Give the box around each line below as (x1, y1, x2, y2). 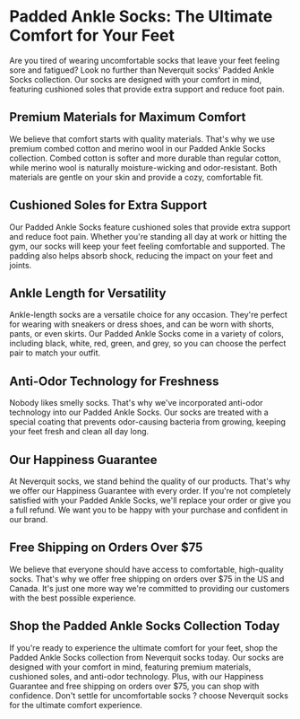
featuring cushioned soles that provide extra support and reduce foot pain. (9, 83, 285, 94)
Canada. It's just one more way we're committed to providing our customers (9, 583, 290, 593)
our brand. (9, 514, 48, 524)
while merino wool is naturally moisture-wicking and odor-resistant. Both (9, 162, 278, 172)
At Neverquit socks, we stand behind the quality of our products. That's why (9, 476, 291, 487)
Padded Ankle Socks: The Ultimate (9, 6, 273, 27)
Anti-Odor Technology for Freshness (9, 373, 219, 389)
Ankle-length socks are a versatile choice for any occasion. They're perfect (9, 310, 288, 320)
